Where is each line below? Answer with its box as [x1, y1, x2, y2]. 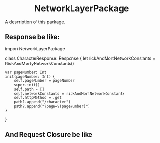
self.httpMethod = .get [14, 95, 62, 100]
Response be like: [5, 33, 60, 41]
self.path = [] [14, 87, 45, 92]
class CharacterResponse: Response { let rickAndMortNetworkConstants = [5, 55, 156, 61]
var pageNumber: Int [5, 70, 47, 75]
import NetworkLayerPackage [5, 46, 65, 51]
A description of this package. [5, 19, 66, 25]
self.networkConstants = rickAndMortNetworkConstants [14, 91, 125, 96]
